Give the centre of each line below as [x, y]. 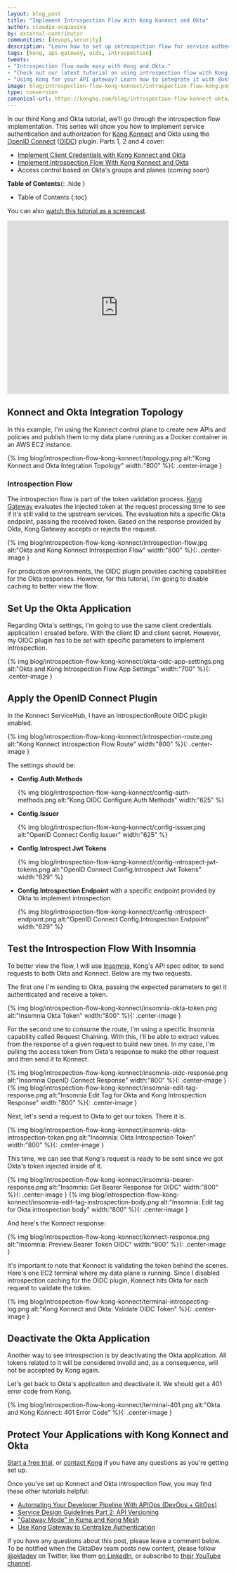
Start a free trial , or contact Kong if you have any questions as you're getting [118, 1463]
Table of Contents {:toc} [52, 197]
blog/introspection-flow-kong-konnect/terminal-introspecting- [120, 1301]
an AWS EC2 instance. [40, 444]
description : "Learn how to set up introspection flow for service [108, 46]
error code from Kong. [40, 1392]
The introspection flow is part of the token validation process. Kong [105, 499]
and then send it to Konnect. [48, 1059]
